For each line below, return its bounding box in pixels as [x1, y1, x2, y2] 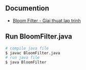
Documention [5, 4, 49, 13]
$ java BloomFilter [5, 60, 47, 65]
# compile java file [5, 46, 49, 51]
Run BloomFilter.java [5, 32, 72, 41]
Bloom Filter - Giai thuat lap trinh [12, 17, 81, 23]
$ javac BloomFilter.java [5, 50, 60, 55]
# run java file [5, 55, 40, 60]
